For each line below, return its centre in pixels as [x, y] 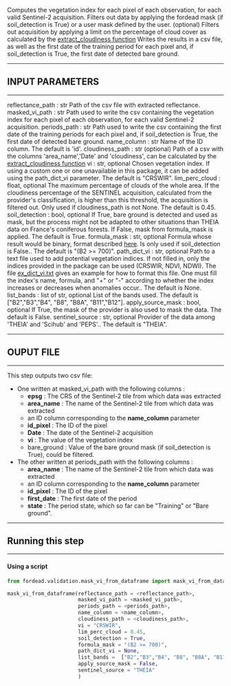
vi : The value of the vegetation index [80, 440]
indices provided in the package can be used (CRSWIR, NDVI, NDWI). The [112, 266]
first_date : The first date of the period [82, 498]
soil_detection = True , [112, 638]
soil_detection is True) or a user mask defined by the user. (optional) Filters [113, 24]
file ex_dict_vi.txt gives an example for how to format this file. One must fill [112, 273]
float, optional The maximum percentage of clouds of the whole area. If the [113, 185]
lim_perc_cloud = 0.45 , [112, 632]
